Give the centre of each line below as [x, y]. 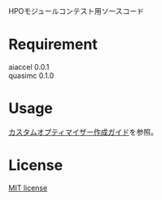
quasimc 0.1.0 [31, 76]
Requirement [53, 44]
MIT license [28, 188]
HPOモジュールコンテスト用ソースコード [77, 11]
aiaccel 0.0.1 [29, 67]
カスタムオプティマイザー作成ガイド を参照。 [83, 132]
